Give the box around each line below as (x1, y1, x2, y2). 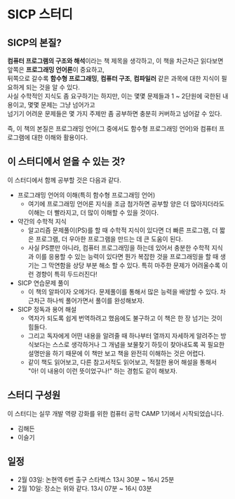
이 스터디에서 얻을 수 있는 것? (7, 156, 126, 168)
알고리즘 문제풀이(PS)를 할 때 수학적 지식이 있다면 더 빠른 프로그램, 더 (27, 226, 218, 234)
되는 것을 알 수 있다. (25, 83, 81, 91)
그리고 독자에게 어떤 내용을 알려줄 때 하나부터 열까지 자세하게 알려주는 (27, 331, 220, 340)
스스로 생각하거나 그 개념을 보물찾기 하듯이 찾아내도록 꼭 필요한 (52, 340, 225, 348)
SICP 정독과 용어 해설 (17, 305, 77, 313)
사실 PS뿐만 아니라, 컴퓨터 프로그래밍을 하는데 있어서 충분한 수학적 (27, 244, 210, 252)
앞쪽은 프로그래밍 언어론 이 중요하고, (7, 65, 105, 74)
